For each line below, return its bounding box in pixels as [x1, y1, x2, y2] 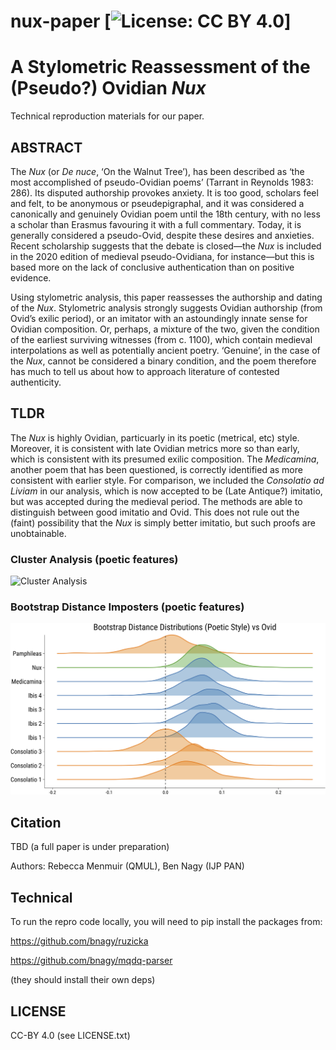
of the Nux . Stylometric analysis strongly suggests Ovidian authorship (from [10, 301, 323, 314]
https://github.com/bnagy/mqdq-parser [10, 955, 173, 967]
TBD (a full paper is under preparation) [10, 841, 170, 853]
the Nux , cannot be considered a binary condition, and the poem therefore [10, 355, 317, 367]
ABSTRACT [10, 139, 83, 156]
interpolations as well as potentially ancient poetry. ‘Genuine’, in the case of [10, 344, 321, 356]
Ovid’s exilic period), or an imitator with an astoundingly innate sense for [10, 312, 308, 324]
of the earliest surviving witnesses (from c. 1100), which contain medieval [10, 333, 313, 345]
